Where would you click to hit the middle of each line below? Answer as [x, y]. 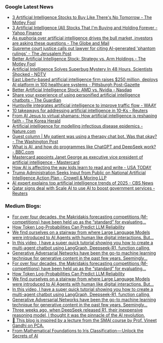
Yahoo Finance [27, 33]
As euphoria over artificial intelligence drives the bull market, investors [82, 38]
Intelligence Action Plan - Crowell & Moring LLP [59, 178]
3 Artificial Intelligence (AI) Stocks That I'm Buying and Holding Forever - [85, 28]
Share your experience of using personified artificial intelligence [76, 95]
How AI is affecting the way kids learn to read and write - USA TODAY [82, 168]
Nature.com [24, 131]
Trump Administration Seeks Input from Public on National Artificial [79, 173]
